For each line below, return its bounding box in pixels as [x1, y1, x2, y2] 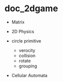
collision [18, 52, 36, 59]
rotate [18, 58, 31, 63]
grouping [18, 63, 37, 69]
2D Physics [11, 28, 34, 34]
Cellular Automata [11, 72, 48, 78]
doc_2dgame [4, 3, 59, 14]
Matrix [11, 19, 25, 25]
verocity [18, 47, 35, 53]
